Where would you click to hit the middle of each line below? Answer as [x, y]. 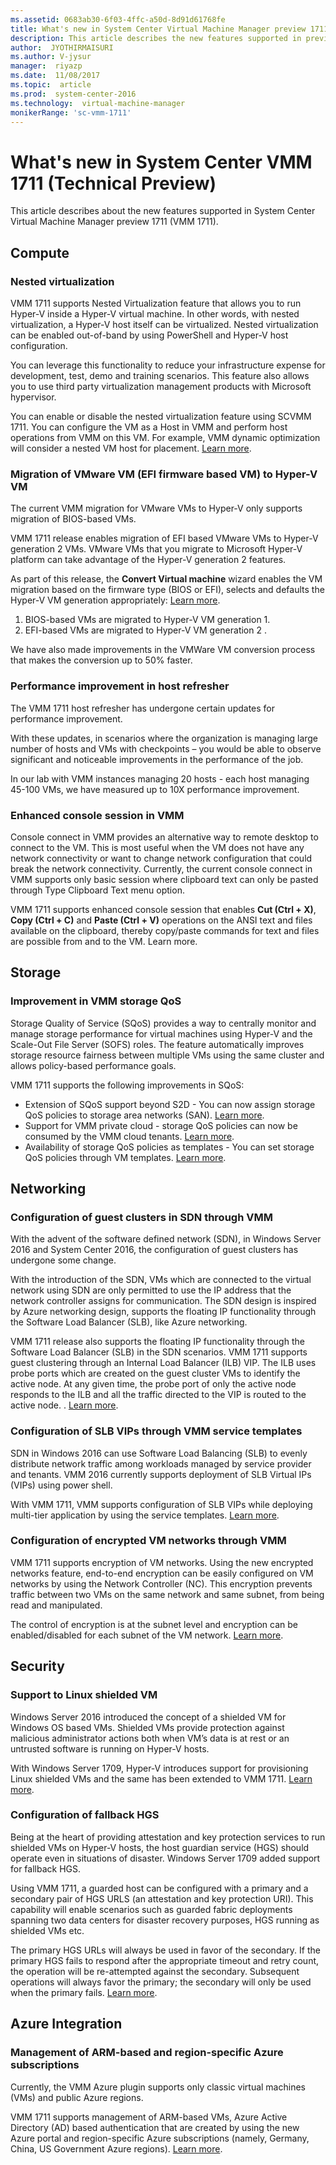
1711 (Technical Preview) [113, 183]
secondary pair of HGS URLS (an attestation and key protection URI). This [162, 1898]
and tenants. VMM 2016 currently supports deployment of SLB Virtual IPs [161, 1474]
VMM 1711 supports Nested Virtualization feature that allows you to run [156, 303]
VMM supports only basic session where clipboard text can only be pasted [164, 879]
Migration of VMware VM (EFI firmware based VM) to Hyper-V [164, 474]
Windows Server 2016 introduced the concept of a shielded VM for [148, 1717]
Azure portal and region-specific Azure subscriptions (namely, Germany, [160, 2138]
